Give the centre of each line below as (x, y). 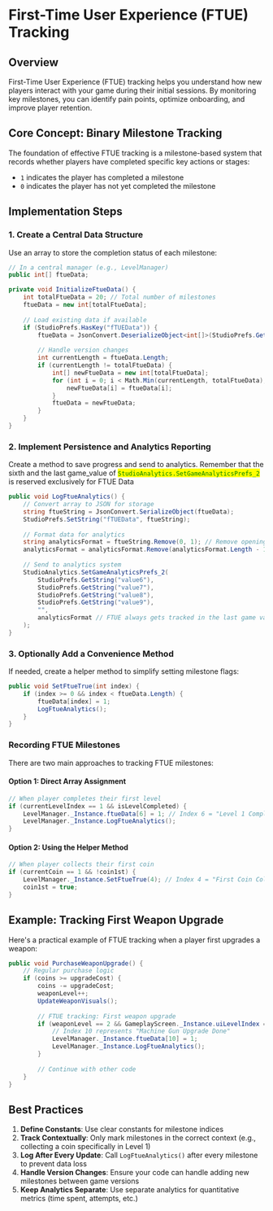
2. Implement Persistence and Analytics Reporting (110, 447)
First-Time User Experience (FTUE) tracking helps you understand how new (135, 82)
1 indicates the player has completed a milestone (102, 177)
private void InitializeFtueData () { (72, 290)
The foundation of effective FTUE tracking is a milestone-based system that (135, 153)
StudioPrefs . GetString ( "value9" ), (96, 603)
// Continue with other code (87, 1069)
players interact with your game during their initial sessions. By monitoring (132, 90)
